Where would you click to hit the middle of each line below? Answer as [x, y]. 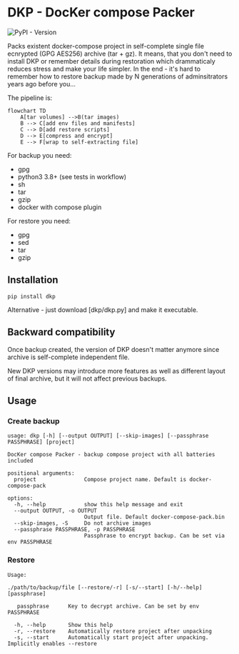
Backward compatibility [61, 332]
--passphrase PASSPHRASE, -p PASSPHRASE [75, 530]
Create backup [34, 421]
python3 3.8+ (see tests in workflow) [72, 176]
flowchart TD [27, 111]
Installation [33, 280]
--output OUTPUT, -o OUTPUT [56, 511]
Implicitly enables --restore [52, 643]
